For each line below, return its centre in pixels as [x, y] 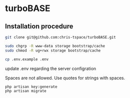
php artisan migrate [26, 91]
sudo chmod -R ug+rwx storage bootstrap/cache [53, 50]
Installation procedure [39, 26]
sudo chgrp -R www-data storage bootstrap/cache [55, 46]
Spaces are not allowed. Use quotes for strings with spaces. [65, 78]
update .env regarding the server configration [50, 69]
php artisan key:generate [31, 87]
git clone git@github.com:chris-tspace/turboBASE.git [61, 37]
